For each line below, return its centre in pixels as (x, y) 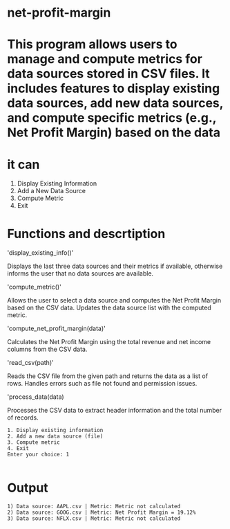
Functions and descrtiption (86, 234)
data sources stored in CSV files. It (108, 74)
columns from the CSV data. (47, 349)
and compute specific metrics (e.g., (112, 118)
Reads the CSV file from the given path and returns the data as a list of (108, 376)
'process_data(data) (36, 397)
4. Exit (18, 449)
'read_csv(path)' (30, 363)
